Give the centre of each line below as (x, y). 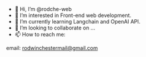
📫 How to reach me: (40, 34)
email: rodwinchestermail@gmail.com (52, 48)
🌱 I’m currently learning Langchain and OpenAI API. (77, 21)
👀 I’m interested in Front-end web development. (73, 15)
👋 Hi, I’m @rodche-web (43, 9)
